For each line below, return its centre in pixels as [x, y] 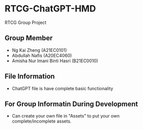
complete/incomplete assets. [42, 121]
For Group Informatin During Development [71, 104]
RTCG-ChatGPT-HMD [50, 9]
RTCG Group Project [26, 22]
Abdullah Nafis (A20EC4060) [42, 55]
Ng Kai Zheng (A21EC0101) [39, 50]
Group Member [29, 38]
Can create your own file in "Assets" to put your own [66, 116]
